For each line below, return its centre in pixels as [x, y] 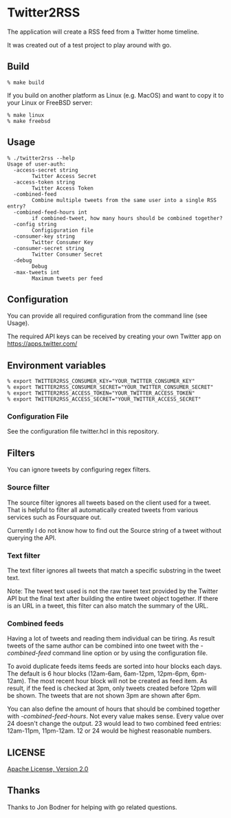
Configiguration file [63, 230]
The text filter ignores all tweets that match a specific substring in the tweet [114, 570]
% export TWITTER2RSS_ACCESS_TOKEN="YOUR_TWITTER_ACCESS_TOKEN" [101, 393]
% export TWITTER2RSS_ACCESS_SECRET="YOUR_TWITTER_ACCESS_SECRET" [104, 399]
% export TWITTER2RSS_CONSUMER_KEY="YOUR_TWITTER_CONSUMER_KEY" [101, 382]
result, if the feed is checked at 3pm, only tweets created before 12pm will [112, 688]
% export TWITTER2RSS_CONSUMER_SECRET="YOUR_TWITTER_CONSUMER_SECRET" [110, 387]
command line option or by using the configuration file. [130, 653]
